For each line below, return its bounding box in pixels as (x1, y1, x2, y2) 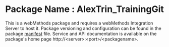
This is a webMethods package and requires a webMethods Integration (5, 20, 153, 26)
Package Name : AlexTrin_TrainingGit (5, 3, 164, 15)
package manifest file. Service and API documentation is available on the (5, 30, 157, 36)
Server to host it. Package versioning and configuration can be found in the (5, 25, 161, 31)
